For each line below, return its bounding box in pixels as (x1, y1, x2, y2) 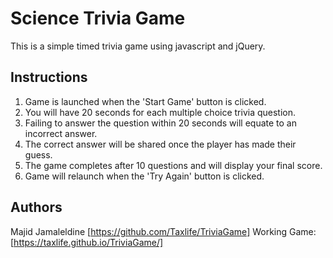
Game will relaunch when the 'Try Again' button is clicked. (24, 170, 265, 182)
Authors (10, 199, 63, 216)
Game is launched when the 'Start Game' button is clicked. (24, 95, 267, 107)
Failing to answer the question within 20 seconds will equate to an (24, 117, 297, 129)
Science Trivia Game (10, 7, 186, 30)
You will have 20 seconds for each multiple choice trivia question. (24, 106, 297, 118)
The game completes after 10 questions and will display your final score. (24, 159, 323, 171)
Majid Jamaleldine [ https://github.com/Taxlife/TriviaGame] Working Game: (10, 225, 317, 237)
